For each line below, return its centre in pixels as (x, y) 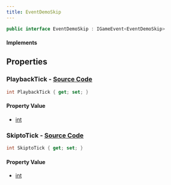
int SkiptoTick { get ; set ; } (45, 148)
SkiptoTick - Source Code (45, 135)
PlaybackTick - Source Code (49, 79)
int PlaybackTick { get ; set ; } (47, 92)
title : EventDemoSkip (34, 12)
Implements (22, 43)
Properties (27, 62)
